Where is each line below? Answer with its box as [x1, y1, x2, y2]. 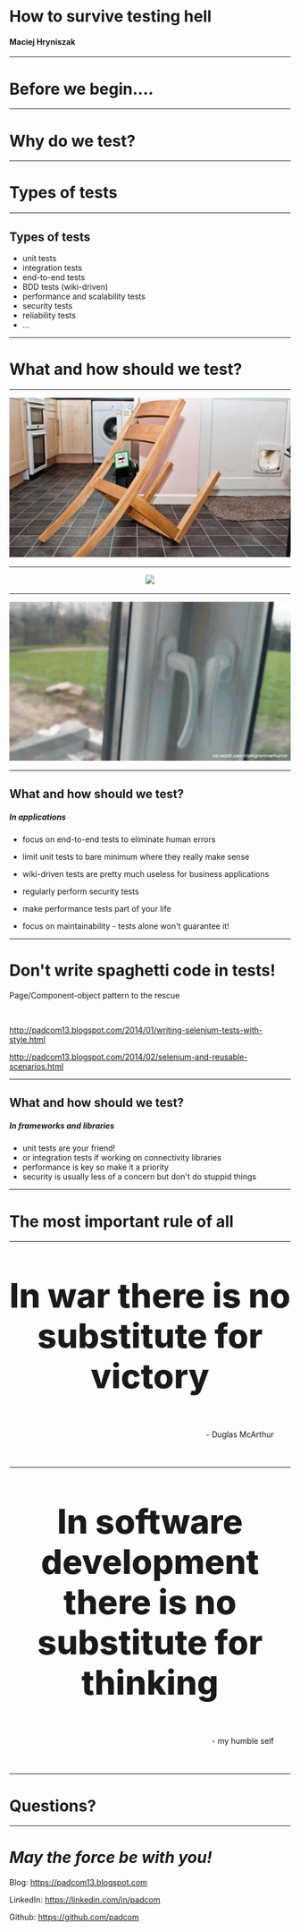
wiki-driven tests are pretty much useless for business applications [21, 869, 270, 880]
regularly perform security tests [21, 886, 140, 897]
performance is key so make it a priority [21, 1161, 170, 1173]
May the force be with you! [9, 1848, 212, 1867]
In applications [9, 812, 67, 822]
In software [56, 1501, 244, 1543]
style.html [9, 1034, 46, 1045]
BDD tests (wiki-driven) [21, 282, 109, 293]
